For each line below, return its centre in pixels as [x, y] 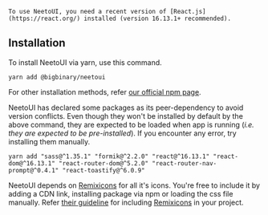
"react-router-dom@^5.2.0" [104, 163]
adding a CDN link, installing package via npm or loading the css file [121, 193]
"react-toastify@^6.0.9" [104, 170]
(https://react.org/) [45, 18]
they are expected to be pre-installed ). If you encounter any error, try [122, 133]
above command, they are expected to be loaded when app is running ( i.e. [131, 124]
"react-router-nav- [185, 163]
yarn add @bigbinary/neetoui [57, 77]
